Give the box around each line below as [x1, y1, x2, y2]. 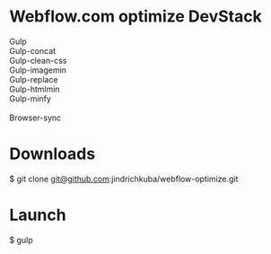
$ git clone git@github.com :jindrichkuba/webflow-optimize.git [9, 173, 239, 184]
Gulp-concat [9, 45, 57, 56]
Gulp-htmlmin [9, 83, 60, 94]
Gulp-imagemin [9, 65, 67, 75]
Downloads [9, 144, 96, 164]
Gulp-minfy [9, 92, 52, 104]
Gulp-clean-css [9, 55, 67, 66]
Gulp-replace [9, 74, 58, 84]
